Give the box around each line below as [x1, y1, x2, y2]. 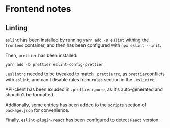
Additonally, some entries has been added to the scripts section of [5, 101, 147, 108]
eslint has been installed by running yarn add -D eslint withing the [5, 37, 149, 43]
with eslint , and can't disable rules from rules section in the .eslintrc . [5, 76, 156, 82]
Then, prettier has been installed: [5, 52, 78, 58]
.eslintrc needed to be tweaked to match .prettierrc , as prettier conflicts [5, 71, 165, 77]
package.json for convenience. [5, 107, 70, 113]
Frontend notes [5, 3, 71, 15]
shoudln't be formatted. [5, 92, 55, 97]
